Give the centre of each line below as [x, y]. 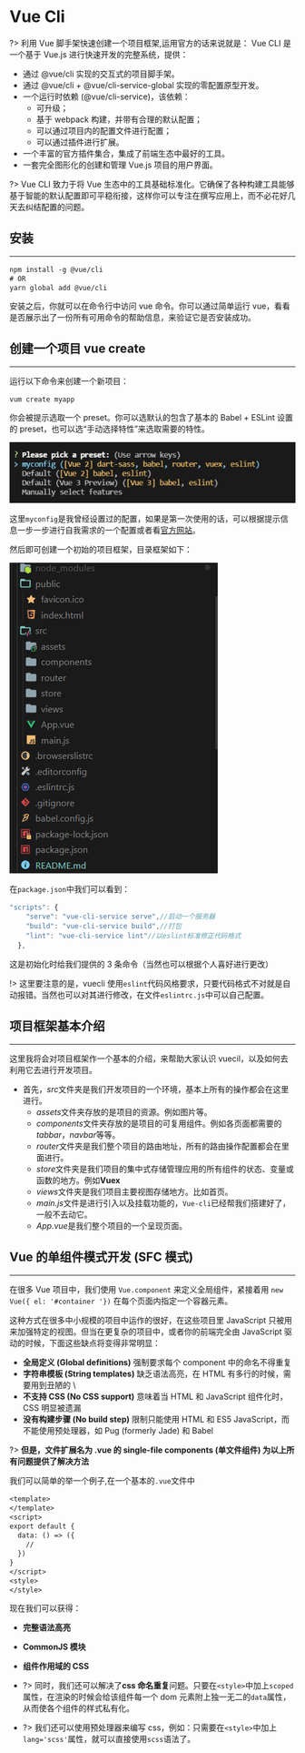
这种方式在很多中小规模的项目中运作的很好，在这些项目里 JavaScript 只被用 [151, 1320]
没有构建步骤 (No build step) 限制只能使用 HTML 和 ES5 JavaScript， [152, 1419]
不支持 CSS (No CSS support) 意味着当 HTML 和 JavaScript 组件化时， [155, 1396]
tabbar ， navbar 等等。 [78, 1134]
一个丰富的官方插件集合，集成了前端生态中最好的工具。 [126, 153]
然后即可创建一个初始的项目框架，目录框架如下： [101, 549]
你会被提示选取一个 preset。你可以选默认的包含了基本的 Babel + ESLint [142, 417]
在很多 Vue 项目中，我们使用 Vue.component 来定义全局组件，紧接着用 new [147, 1289]
